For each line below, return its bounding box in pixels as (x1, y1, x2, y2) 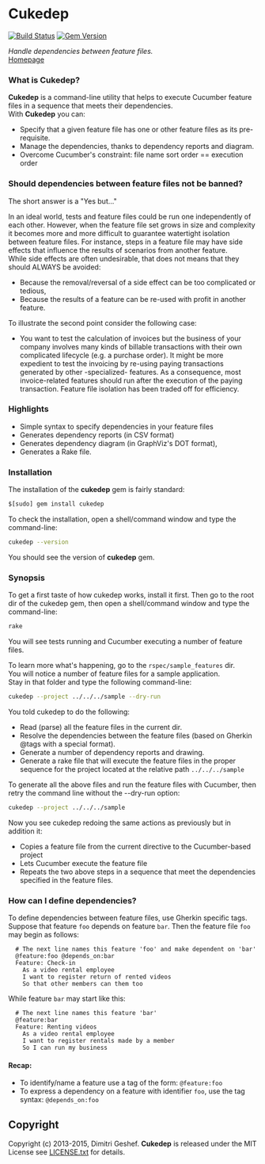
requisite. (19, 133, 51, 143)
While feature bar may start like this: (8, 994, 126, 1003)
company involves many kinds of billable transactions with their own (19, 342, 243, 351)
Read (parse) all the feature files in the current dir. (19, 722, 183, 731)
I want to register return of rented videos (22, 973, 172, 981)
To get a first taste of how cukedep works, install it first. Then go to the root (8, 590, 255, 600)
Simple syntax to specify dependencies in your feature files (19, 422, 214, 431)
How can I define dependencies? (8, 895, 137, 906)
